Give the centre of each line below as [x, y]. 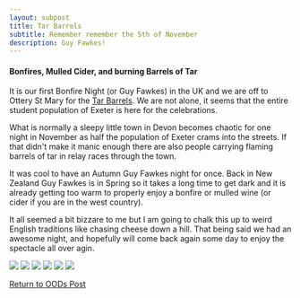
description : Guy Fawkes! [57, 43]
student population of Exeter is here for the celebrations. [113, 110]
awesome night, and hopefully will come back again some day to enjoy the [147, 239]
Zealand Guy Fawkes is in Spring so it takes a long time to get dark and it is [148, 183]
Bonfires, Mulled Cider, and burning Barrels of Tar [103, 71]
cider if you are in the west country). [76, 202]
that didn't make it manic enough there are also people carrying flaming [141, 147]
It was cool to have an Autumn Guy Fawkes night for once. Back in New [141, 174]
